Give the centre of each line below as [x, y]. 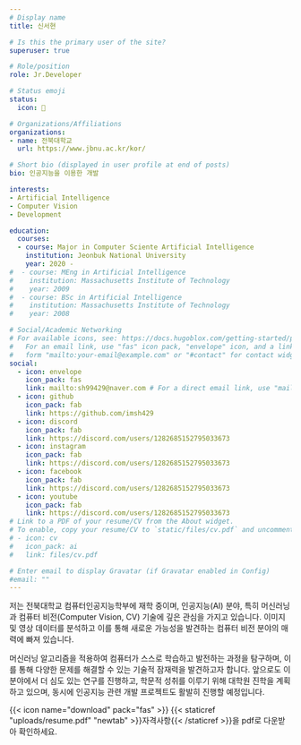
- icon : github [46, 397]
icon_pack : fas [54, 380]
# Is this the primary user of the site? [88, 42]
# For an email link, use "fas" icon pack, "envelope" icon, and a [142, 347]
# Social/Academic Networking [66, 330]
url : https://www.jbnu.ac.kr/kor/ [82, 149]
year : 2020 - [50, 264]
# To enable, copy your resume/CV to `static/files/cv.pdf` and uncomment [152, 530]
